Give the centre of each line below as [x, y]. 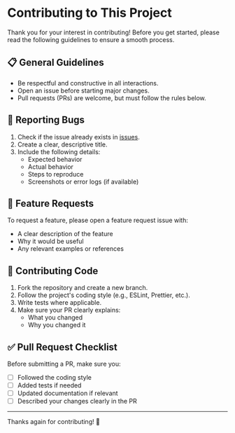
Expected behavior [55, 159]
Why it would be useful [50, 241]
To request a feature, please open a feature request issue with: [98, 220]
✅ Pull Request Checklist [62, 347]
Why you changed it [57, 325]
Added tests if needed [49, 385]
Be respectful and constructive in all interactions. [88, 83]
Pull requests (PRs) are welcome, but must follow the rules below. [112, 98]
